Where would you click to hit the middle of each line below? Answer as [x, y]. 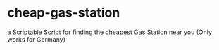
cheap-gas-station [64, 13]
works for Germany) [36, 39]
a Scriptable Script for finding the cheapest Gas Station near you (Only [110, 32]
